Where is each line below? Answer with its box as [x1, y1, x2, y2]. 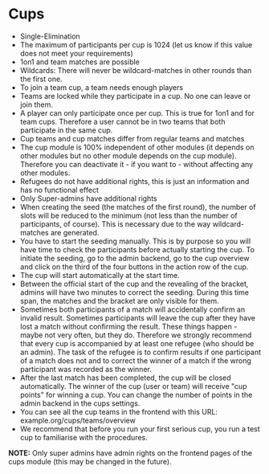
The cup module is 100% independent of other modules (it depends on [19, 142, 255, 152]
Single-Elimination [19, 31, 80, 41]
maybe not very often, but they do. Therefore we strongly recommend [19, 330, 252, 340]
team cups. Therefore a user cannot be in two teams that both [19, 116, 226, 126]
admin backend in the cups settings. [19, 398, 141, 408]
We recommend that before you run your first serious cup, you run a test [19, 423, 261, 434]
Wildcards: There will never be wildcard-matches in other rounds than [19, 65, 252, 75]
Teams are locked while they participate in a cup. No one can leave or [19, 91, 251, 100]
